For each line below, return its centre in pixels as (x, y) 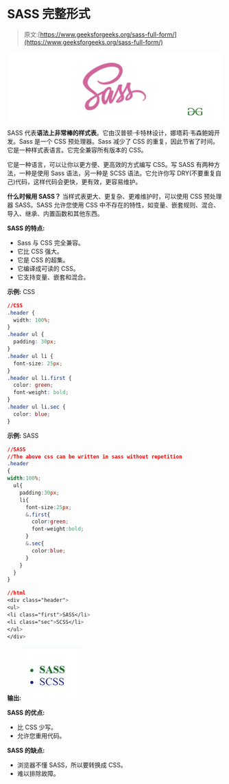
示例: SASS (23, 435)
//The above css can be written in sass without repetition (95, 457)
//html (16, 593)
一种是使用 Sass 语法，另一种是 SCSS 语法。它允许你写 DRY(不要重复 (117, 173)
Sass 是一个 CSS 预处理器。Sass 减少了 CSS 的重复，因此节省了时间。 (119, 141)
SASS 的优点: (26, 713)
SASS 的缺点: (26, 750)
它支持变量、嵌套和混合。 (53, 277)
